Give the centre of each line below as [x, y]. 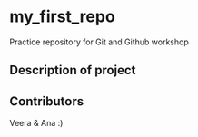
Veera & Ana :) [36, 123]
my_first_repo [62, 17]
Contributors [47, 101]
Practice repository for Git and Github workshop [99, 42]
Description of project [73, 70]
